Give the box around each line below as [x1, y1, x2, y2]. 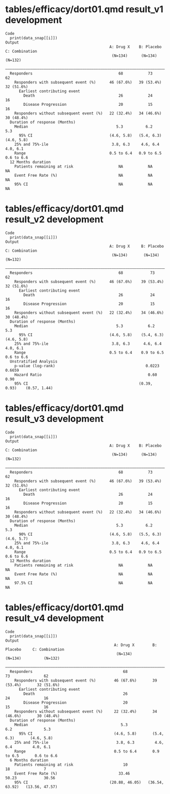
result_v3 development [5, 413, 104, 425]
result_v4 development [5, 613, 104, 624]
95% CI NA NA [14, 181, 153, 187]
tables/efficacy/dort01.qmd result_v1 [5, 4, 163, 15]
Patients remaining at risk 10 [14, 762, 128, 767]
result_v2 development [5, 214, 104, 225]
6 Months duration [10, 758, 49, 763]
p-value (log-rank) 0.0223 [14, 363, 159, 368]
